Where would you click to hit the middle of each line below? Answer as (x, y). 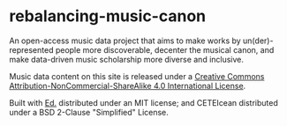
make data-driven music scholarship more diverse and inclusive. (127, 59)
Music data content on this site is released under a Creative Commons (137, 76)
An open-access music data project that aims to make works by (125, 41)
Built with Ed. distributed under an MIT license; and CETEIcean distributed (143, 102)
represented (31, 49)
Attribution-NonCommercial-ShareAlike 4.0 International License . (128, 85)
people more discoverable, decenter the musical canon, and (165, 49)
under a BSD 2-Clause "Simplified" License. (89, 112)
